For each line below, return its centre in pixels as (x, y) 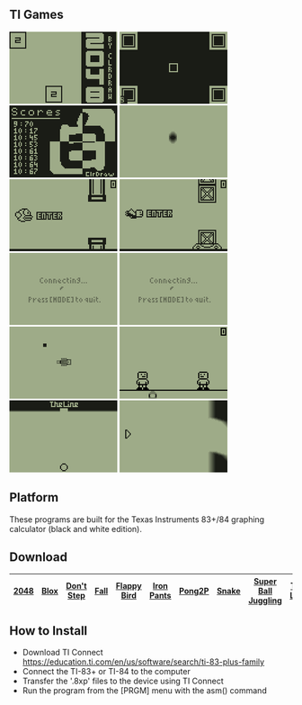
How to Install (49, 631)
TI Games (37, 15)
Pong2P (194, 591)
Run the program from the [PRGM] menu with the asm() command (144, 691)
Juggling (266, 600)
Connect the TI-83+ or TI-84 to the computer (106, 672)
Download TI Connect (62, 653)
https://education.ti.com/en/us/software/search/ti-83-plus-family (143, 662)
